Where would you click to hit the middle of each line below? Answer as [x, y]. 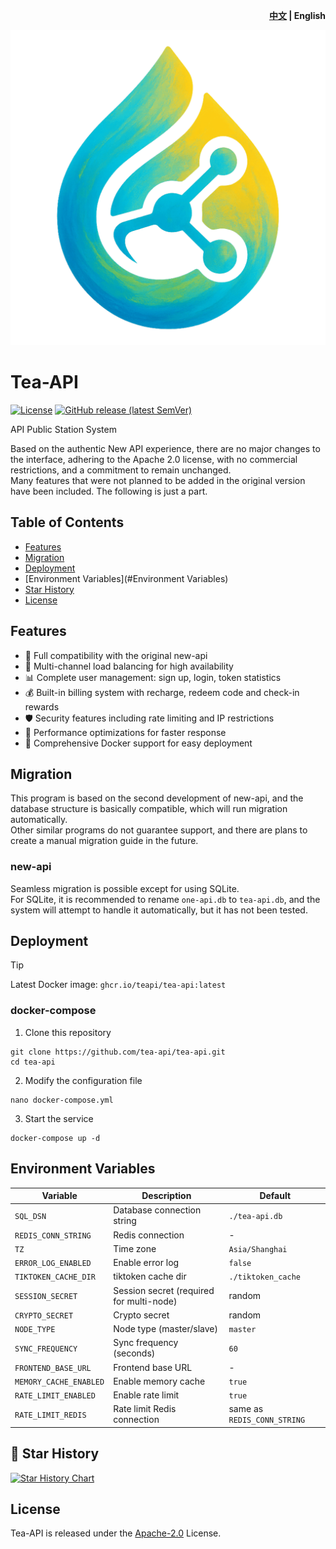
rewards [42, 706]
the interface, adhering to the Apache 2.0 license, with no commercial [154, 459]
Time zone [135, 1248]
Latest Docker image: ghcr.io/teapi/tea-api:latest [118, 985]
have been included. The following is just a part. [109, 491]
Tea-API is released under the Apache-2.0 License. [116, 1533]
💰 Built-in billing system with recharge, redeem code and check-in [162, 692]
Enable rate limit [146, 1395]
